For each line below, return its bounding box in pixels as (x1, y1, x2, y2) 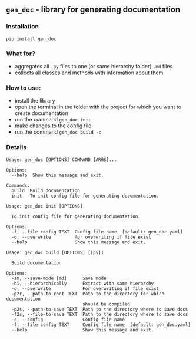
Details (6, 143, 27, 152)
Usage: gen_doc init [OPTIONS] (6, 203, 83, 209)
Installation (6, 22, 39, 31)
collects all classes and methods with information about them (14, 69, 164, 76)
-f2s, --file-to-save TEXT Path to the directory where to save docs (11, 311, 188, 317)
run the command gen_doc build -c (14, 129, 102, 136)
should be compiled (82, 301, 131, 307)
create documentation (14, 110, 69, 117)
